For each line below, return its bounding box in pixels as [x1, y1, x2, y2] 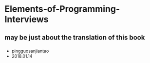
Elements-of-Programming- [4, 3, 120, 15]
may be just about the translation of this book [4, 33, 145, 42]
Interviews [4, 14, 49, 25]
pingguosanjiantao [11, 48, 49, 54]
